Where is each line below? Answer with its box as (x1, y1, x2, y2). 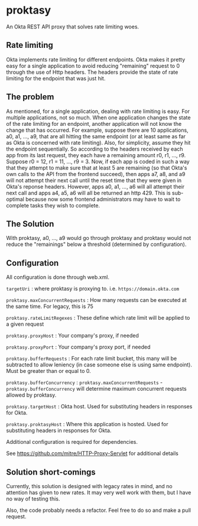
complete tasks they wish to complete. (6, 202, 100, 209)
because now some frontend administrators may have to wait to (25, 196, 181, 203)
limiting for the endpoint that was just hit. (6, 74, 106, 82)
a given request (6, 320, 44, 328)
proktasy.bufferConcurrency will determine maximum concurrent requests (6, 385, 187, 392)
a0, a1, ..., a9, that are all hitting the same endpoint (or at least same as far (6, 132, 186, 139)
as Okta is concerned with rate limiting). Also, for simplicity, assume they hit (6, 139, 191, 146)
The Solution (6, 219, 54, 229)
